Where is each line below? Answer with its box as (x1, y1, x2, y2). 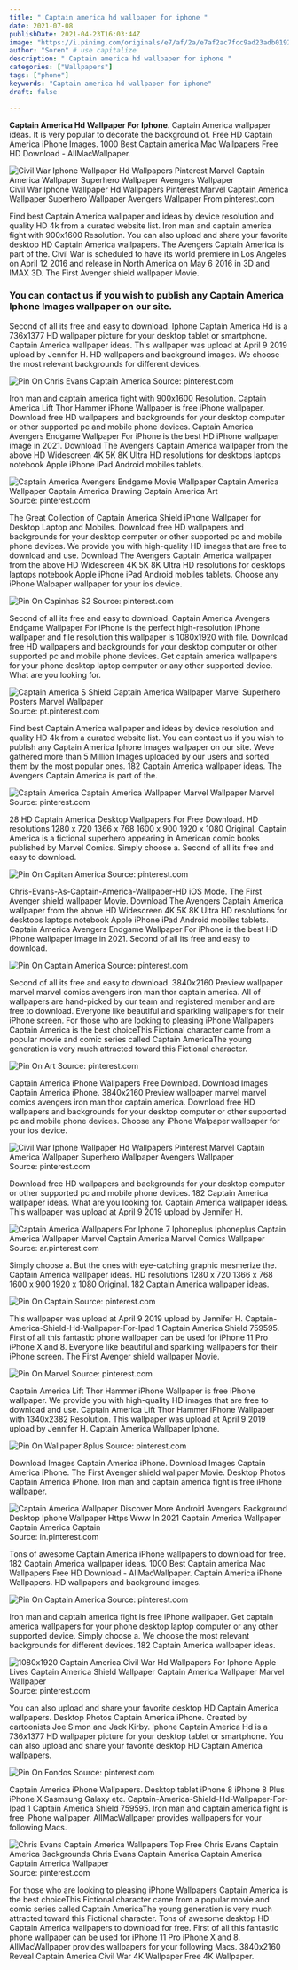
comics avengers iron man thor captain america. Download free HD (9, 1097, 255, 1107)
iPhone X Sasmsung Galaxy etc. (9, 1793, 126, 1804)
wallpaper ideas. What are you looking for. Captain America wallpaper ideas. (9, 1197, 289, 1208)
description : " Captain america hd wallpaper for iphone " (9, 54, 232, 63)
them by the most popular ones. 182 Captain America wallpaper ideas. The (9, 761, 282, 771)
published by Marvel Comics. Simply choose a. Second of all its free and (9, 841, 274, 853)
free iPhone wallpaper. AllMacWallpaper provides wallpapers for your (9, 1812, 263, 1822)
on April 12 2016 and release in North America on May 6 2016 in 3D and (9, 258, 271, 268)
